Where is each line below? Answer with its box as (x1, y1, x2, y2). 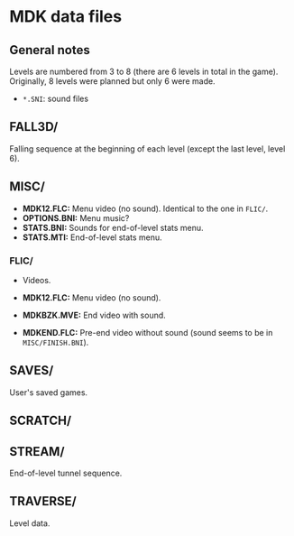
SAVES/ (9, 363, 54, 378)
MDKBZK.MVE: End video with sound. (22, 310, 167, 320)
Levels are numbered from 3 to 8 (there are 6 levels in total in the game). (9, 66, 279, 77)
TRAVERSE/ (9, 494, 77, 509)
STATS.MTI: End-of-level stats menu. (22, 232, 162, 243)
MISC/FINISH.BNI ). (22, 337, 89, 347)
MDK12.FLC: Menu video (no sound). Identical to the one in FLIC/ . (22, 203, 269, 214)
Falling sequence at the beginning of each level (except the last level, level (9, 143, 286, 154)
